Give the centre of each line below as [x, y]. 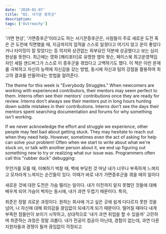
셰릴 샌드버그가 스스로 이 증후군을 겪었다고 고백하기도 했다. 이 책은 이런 [83, 63]
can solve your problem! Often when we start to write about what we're [78, 142]
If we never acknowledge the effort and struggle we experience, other [77, 126]
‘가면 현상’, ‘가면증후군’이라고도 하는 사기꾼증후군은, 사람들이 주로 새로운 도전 [79, 38]
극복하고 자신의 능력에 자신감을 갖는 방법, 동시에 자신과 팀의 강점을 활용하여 [83, 69]
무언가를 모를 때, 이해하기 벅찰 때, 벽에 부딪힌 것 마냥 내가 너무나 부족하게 [76, 169]
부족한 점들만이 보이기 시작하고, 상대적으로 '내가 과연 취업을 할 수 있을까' [75, 214]
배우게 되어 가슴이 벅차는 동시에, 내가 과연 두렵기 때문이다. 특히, [66, 191]
